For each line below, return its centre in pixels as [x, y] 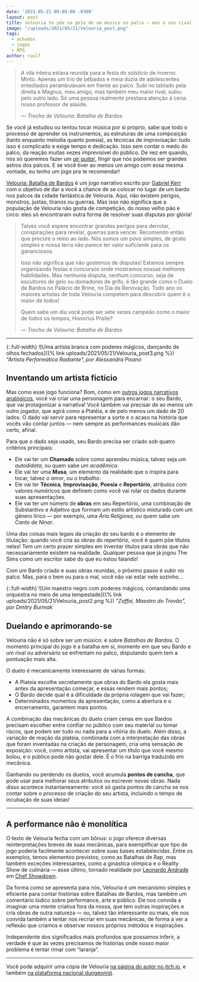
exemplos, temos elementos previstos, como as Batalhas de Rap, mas [91, 857]
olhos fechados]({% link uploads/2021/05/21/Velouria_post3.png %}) [90, 353]
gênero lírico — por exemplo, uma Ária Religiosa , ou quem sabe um [97, 516]
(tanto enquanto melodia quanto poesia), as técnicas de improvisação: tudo [98, 139]
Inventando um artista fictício [62, 378]
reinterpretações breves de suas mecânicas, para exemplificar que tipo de [97, 845]
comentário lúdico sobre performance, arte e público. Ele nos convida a [94, 900]
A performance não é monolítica [67, 824]
